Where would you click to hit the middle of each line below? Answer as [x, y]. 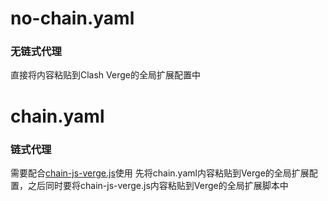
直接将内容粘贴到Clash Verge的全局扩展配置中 [105, 75]
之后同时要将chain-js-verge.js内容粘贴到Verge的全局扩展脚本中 [158, 185]
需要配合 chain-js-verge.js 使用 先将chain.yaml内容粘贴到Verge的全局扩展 [160, 173]
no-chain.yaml [72, 18]
